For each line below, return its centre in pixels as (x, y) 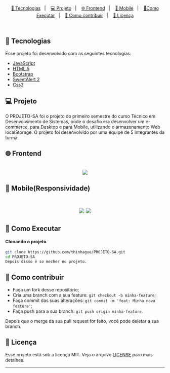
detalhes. (15, 360)
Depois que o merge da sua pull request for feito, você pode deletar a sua (82, 321)
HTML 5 (21, 68)
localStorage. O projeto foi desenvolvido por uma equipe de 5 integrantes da (85, 132)
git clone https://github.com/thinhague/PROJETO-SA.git (65, 252)
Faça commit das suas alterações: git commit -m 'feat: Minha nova (84, 300)
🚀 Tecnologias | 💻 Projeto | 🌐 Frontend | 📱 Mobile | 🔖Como (85, 8)
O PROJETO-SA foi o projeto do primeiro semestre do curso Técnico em (80, 116)
